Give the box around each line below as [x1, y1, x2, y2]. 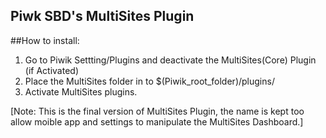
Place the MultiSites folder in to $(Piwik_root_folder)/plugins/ [24, 75, 275, 87]
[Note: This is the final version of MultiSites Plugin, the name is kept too [10, 105, 305, 117]
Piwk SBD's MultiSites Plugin [10, 8, 195, 25]
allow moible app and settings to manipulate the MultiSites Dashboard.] [10, 115, 304, 128]
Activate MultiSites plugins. [24, 85, 138, 98]
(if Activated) [24, 64, 79, 76]
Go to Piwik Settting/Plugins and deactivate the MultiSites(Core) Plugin [24, 54, 317, 66]
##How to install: [10, 34, 80, 46]
